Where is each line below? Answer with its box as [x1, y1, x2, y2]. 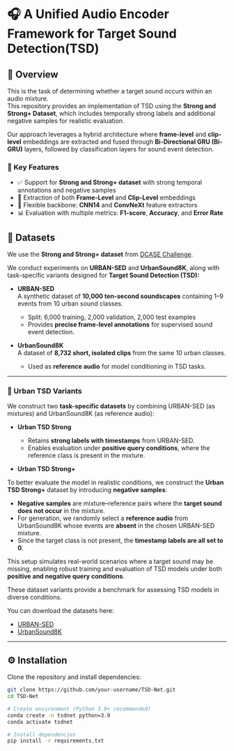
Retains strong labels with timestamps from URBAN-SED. [27, 436, 195, 445]
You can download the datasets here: [7, 607, 114, 615]
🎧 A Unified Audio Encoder [7, 6, 169, 22]
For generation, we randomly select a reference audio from [17, 514, 189, 523]
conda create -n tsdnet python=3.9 [7, 712, 111, 719]
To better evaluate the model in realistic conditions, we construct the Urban [7, 478, 224, 486]
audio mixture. [7, 94, 49, 103]
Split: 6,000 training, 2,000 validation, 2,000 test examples [27, 313, 196, 322]
